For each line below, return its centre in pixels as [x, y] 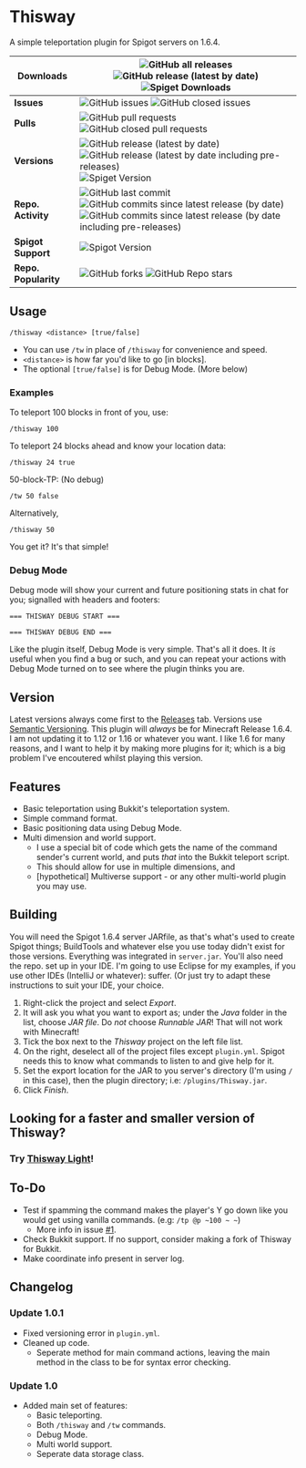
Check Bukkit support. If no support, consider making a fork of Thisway [157, 1239]
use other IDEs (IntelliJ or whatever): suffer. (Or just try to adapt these [140, 975]
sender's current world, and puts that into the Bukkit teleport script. [163, 857]
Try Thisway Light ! [51, 1159]
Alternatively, [34, 513]
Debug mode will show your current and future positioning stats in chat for [149, 590]
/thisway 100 [34, 429]
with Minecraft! [51, 1032]
